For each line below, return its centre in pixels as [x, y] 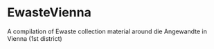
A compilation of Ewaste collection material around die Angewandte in [107, 31]
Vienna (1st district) [35, 38]
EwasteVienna [49, 13]
